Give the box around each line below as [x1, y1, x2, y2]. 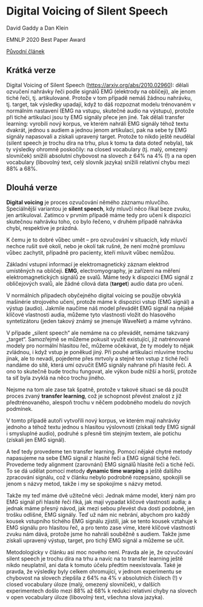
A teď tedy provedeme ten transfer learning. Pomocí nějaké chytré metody [6, 448, 192, 455]
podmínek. [6, 405, 33, 412]
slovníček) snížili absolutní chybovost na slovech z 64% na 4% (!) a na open [6, 152, 197, 159]
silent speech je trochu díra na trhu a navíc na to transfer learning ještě [6, 555, 183, 562]
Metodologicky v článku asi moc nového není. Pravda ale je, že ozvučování [6, 548, 193, 556]
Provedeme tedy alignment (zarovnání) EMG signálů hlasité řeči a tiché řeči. [6, 461, 195, 468]
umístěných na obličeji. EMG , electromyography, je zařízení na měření [6, 267, 181, 274]
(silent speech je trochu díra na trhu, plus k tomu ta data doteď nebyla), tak [6, 139, 193, 146]
